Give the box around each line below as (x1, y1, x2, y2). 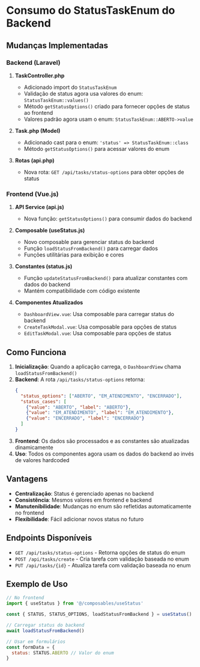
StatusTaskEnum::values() (23, 97, 89, 103)
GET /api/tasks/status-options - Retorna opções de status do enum (14, 549, 186, 556)
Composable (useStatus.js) (14, 227, 85, 234)
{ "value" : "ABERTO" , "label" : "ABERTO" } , (26, 404, 131, 410)
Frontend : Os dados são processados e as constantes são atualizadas (14, 437, 190, 445)
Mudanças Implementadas (6, 40, 109, 50)
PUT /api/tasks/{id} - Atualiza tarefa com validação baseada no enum (14, 561, 191, 568)
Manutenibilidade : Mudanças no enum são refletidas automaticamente (14, 502, 192, 510)
